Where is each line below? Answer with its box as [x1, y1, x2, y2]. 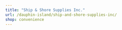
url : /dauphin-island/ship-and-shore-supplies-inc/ [5, 12, 117, 17]
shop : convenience [5, 17, 44, 22]
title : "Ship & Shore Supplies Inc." [5, 7, 85, 13]
